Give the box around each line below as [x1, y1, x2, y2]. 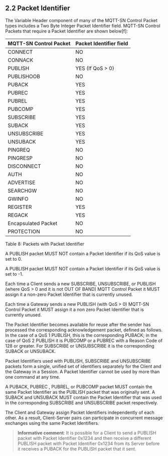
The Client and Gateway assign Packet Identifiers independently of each [5, 409, 154, 415]
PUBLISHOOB [8, 73, 41, 80]
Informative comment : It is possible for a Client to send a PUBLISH [17, 429, 156, 436]
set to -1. [5, 271, 24, 277]
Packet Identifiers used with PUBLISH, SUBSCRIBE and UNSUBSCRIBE [5, 358, 151, 364]
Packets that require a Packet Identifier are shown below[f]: [5, 28, 128, 34]
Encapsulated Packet [8, 219, 58, 226]
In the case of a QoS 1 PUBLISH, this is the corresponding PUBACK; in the [5, 332, 157, 338]
